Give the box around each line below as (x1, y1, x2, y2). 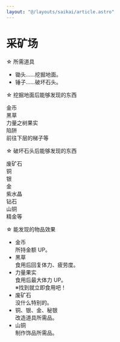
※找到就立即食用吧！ (14, 283, 66, 291)
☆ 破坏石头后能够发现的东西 (6, 147, 77, 154)
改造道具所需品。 (14, 314, 58, 321)
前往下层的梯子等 (6, 134, 49, 141)
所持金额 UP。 (14, 246, 51, 253)
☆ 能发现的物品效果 (6, 225, 56, 233)
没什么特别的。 (14, 298, 52, 306)
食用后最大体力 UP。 (14, 276, 67, 283)
